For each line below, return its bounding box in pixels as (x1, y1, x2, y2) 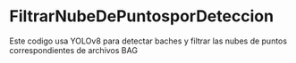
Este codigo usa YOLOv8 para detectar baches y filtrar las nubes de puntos (9, 35, 288, 46)
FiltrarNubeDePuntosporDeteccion (9, 6, 275, 27)
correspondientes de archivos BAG (9, 44, 139, 55)
